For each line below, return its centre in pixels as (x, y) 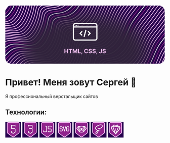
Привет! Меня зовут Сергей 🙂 (71, 83)
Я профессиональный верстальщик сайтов (52, 96)
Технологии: (26, 112)
